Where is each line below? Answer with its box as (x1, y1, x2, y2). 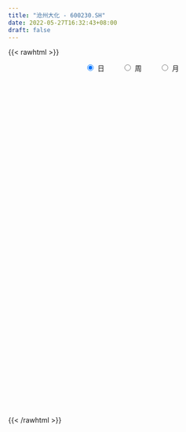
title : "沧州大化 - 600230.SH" (8, 11, 106, 20)
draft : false (8, 26, 51, 34)
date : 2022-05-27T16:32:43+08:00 (8, 19, 118, 27)
